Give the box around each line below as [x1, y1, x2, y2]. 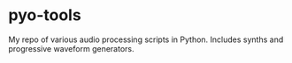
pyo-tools [8, 5, 81, 25]
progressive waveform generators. [8, 43, 134, 53]
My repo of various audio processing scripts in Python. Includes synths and [8, 34, 284, 45]
